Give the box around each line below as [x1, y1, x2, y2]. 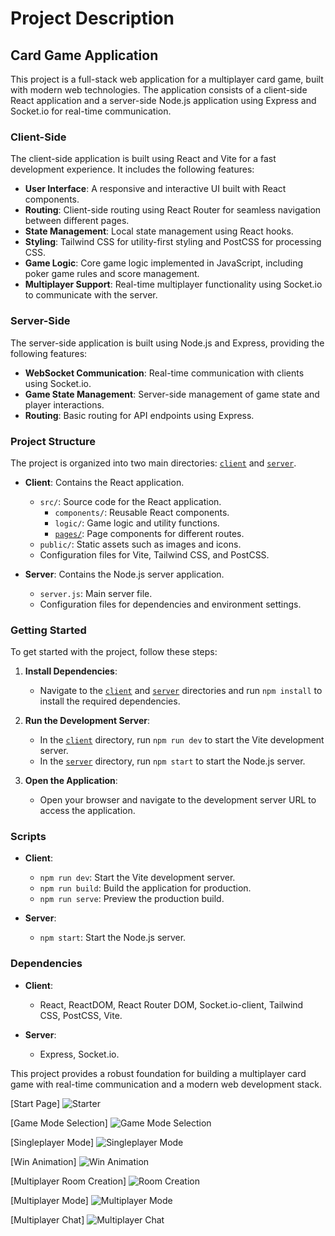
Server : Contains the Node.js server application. [24, 568, 225, 580]
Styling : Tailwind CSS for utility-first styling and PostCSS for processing [24, 236, 322, 248]
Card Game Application [10, 47, 159, 64]
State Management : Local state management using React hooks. [24, 225, 294, 237]
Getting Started [10, 623, 87, 637]
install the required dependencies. [39, 695, 181, 707]
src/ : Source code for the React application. [39, 495, 222, 507]
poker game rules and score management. [24, 268, 200, 280]
